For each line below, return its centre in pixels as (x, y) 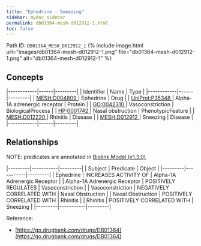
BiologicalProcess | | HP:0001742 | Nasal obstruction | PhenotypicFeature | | (100, 111)
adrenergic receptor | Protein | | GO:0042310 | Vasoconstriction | (94, 104)
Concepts (25, 77)
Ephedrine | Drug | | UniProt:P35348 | (127, 98)
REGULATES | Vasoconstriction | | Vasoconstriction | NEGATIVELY (88, 187)
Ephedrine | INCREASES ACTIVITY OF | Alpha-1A (116, 175)
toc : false (20, 28)
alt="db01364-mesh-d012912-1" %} (67, 58)
